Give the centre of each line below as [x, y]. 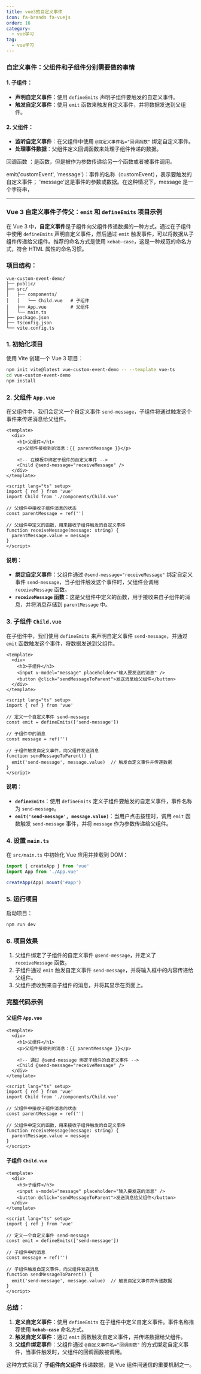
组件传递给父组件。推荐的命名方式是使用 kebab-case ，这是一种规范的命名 [96, 241]
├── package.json [28, 317]
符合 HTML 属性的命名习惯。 [52, 249]
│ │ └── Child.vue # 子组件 [48, 300]
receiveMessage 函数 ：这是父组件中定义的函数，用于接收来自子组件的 [100, 597]
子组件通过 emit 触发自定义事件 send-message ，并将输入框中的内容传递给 [104, 970]
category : [19, 28]
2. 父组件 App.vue [31, 397]
